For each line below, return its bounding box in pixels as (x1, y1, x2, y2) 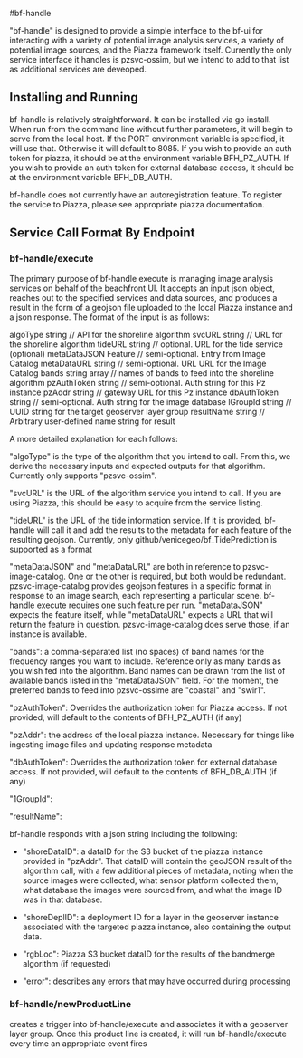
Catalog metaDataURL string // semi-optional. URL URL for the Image (9, 358, 267, 369)
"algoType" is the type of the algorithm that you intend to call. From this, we (9, 450, 291, 461)
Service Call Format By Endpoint (9, 226, 195, 241)
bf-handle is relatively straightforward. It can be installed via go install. (9, 113, 271, 125)
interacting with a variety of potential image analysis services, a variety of (9, 35, 285, 45)
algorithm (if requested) (22, 957, 111, 968)
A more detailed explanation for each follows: (9, 433, 178, 444)
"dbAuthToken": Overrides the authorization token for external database (9, 756, 278, 767)
